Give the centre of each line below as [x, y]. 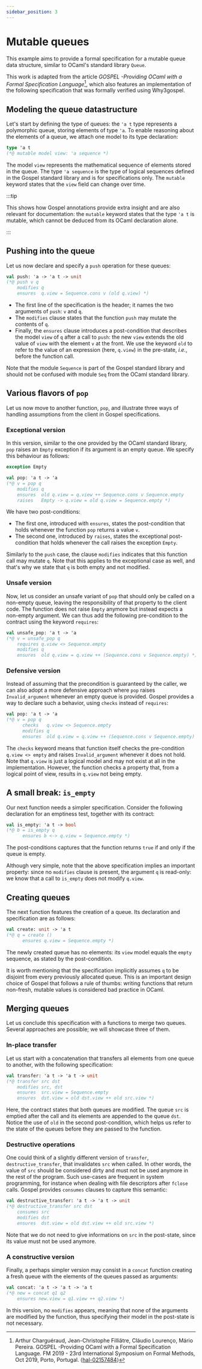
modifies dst [33, 1218]
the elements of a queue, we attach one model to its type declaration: [92, 137]
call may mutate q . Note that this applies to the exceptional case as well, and [101, 561]
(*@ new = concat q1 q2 [36, 1293]
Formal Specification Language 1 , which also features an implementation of [99, 83]
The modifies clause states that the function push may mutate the [96, 318]
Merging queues [38, 1009]
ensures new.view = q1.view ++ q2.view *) [71, 1298]
